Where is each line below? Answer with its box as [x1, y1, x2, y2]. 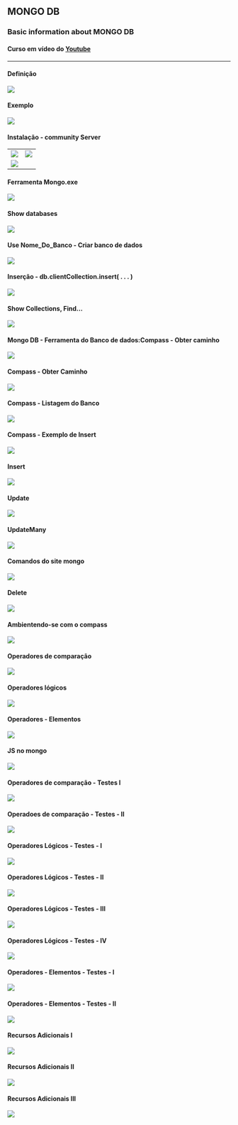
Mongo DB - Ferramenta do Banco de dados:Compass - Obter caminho [7, 335, 220, 344]
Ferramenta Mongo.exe [7, 178, 78, 186]
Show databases [7, 209, 58, 217]
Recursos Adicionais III [7, 1094, 76, 1103]
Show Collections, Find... [7, 304, 83, 312]
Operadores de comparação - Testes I [7, 778, 121, 787]
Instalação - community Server [7, 133, 101, 141]
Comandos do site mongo [7, 557, 85, 565]
